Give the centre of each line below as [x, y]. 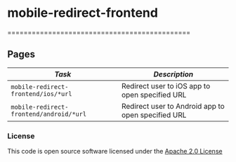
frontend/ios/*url [41, 94]
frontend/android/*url [48, 114]
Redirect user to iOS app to [166, 86]
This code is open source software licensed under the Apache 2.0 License [115, 151]
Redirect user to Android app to [173, 106]
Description [173, 74]
